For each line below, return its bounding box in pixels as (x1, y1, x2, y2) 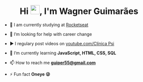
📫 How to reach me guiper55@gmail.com (9, 60, 96, 66)
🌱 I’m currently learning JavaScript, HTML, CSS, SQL (9, 50, 116, 56)
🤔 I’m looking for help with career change (9, 31, 92, 37)
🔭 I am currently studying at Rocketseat (9, 22, 89, 28)
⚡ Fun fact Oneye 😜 (9, 71, 50, 77)
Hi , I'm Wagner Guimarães (19, 6, 139, 17)
